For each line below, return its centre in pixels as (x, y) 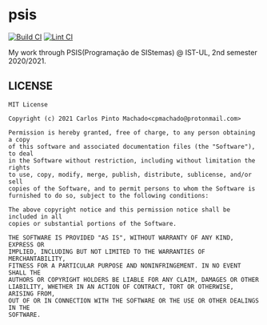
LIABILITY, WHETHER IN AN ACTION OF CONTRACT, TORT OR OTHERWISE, (121, 287)
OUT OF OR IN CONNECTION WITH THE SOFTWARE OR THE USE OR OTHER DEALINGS (134, 301)
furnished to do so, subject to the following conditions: (109, 195)
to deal (21, 154)
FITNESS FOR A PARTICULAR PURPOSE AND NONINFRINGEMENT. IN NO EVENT (125, 266)
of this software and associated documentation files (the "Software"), (132, 146)
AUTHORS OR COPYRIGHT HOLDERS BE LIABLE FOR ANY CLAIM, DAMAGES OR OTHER (134, 279)
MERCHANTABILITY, (37, 259)
